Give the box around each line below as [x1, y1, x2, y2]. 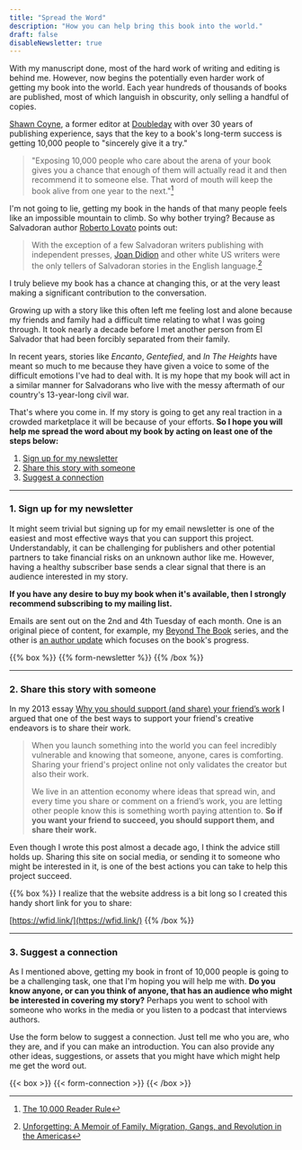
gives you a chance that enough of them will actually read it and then [31, 165, 288, 176]
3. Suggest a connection [9, 946, 119, 959]
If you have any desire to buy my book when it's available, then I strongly [9, 588, 287, 599]
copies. [9, 101, 37, 113]
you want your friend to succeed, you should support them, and [31, 815, 275, 826]
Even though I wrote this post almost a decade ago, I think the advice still [9, 842, 280, 853]
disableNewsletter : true [9, 38, 102, 48]
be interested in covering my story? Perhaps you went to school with [9, 995, 268, 1006]
